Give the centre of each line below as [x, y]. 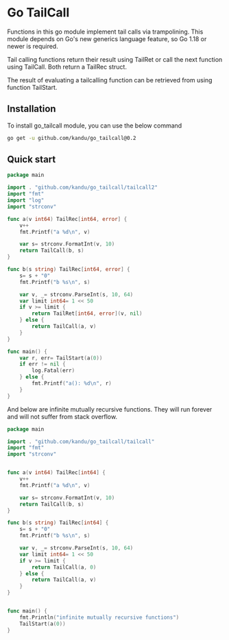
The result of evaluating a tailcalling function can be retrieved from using [110, 80]
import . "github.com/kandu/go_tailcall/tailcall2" [82, 188]
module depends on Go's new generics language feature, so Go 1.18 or [107, 38]
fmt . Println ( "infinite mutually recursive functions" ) [99, 617]
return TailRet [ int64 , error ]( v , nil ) [87, 313]
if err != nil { [43, 364]
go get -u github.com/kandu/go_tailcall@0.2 [72, 138]
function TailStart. [32, 87]
